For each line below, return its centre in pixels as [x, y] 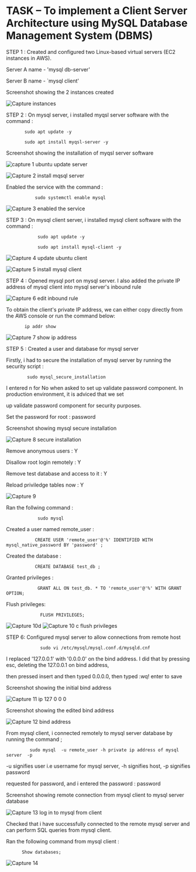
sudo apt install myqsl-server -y [66, 142]
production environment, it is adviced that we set [65, 394]
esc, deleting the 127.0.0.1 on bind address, [58, 665]
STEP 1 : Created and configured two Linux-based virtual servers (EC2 [91, 52]
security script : [25, 366]
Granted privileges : [30, 577]
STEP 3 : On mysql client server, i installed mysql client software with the [94, 220]
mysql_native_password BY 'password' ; [55, 545]
